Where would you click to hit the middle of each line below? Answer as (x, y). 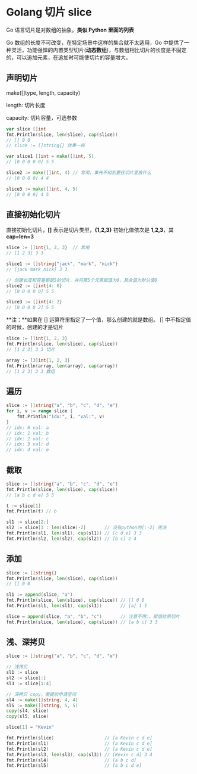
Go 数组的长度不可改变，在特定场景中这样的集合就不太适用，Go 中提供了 (95, 42)
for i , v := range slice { (39, 411)
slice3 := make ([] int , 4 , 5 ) (42, 189)
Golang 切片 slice (49, 12)
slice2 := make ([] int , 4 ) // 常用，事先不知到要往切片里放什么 (79, 173)
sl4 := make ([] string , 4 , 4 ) (42, 700)
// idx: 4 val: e (28, 450)
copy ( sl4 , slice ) (28, 711)
